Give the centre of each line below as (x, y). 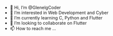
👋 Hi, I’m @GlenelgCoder (35, 8)
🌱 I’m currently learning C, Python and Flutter (56, 18)
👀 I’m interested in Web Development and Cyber (59, 13)
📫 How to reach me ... (33, 28)
